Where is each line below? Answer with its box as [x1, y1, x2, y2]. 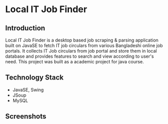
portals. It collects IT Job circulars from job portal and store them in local [5, 48, 157, 54]
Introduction [5, 24, 46, 32]
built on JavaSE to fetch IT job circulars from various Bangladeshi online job [5, 43, 163, 49]
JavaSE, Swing [12, 87, 44, 93]
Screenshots [5, 112, 47, 121]
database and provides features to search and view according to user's [5, 53, 154, 59]
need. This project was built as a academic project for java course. [5, 59, 144, 64]
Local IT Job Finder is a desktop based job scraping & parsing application [5, 37, 158, 43]
